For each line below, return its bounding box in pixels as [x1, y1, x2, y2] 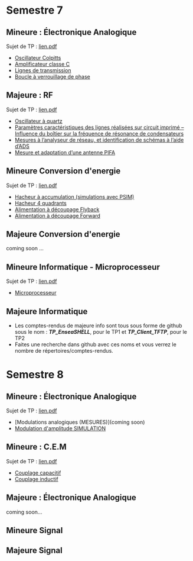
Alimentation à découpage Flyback [14, 205, 100, 213]
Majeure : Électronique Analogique [6, 492, 137, 503]
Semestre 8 [6, 368, 64, 382]
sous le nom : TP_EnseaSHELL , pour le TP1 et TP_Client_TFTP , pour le [14, 328, 187, 336]
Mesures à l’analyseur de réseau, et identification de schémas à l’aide [14, 136, 184, 143]
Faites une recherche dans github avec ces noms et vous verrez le [14, 341, 177, 348]
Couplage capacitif [14, 469, 61, 476]
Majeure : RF [6, 90, 53, 101]
